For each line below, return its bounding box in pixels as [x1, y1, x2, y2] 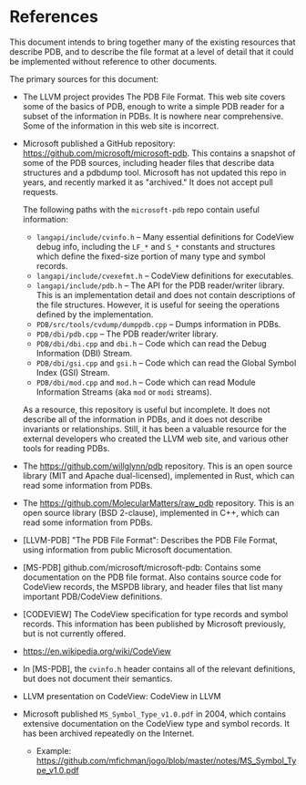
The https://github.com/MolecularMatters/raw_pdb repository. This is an [22, 497, 294, 508]
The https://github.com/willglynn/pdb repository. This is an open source [22, 460, 293, 471]
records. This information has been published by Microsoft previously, [22, 618, 286, 629]
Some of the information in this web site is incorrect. [22, 120, 219, 131]
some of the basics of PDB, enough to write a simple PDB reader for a [22, 100, 285, 111]
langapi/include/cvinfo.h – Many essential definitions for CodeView [36, 231, 294, 243]
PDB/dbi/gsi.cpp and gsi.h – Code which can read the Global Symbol [36, 357, 297, 368]
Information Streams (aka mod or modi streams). [36, 386, 212, 398]
